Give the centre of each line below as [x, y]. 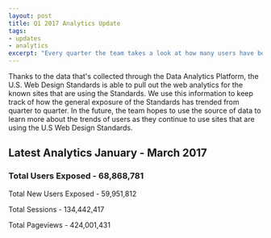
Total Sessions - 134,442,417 [56, 209]
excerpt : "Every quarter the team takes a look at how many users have [131, 53]
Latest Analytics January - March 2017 [108, 153]
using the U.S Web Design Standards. [71, 127]
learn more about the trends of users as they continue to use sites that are [132, 119]
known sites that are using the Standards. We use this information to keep [131, 93]
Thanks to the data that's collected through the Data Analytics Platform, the [134, 76]
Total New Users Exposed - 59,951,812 [73, 194]
